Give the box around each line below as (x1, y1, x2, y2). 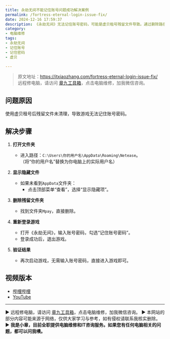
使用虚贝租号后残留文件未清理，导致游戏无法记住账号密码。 (5, 111, 130, 117)
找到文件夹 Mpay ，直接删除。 (20, 208, 78, 214)
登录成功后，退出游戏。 (20, 236, 69, 242)
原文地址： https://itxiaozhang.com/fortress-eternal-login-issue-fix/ (17, 74, 158, 80)
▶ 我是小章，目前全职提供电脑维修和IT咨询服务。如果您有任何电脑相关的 (5, 322, 157, 328)
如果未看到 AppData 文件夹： (20, 180, 76, 186)
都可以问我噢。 (14, 328, 46, 334)
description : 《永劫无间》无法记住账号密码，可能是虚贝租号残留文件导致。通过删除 (5, 21, 159, 27)
